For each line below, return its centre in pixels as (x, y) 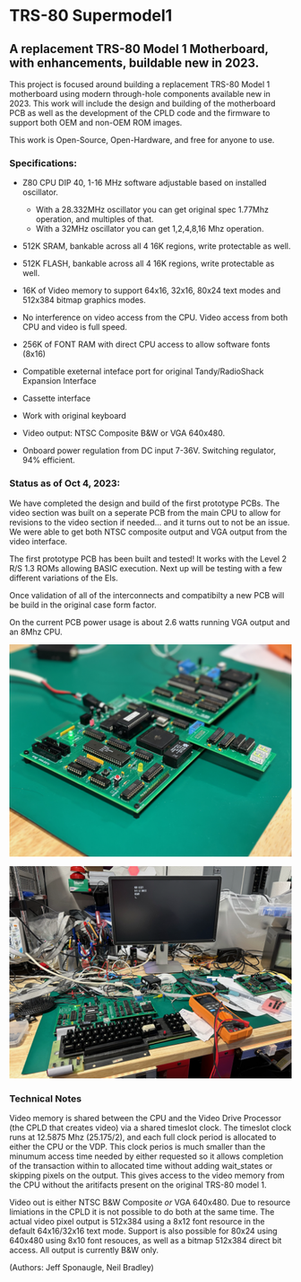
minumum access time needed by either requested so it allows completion (146, 1156)
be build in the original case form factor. (83, 605)
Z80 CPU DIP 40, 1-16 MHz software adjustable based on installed (144, 183)
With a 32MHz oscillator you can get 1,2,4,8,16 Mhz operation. (150, 229)
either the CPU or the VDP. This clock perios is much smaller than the (138, 1146)
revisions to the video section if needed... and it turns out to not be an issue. (150, 522)
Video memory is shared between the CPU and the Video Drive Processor (146, 1118)
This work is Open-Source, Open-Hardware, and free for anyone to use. (142, 140)
